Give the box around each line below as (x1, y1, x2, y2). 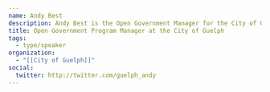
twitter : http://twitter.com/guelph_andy (15, 71, 157, 79)
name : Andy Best (8, 11, 63, 20)
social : (8, 64, 35, 72)
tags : (8, 34, 27, 42)
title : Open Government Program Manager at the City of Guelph (8, 26, 225, 34)
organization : (8, 49, 56, 57)
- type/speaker (15, 42, 67, 50)
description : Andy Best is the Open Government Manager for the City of (8, 19, 257, 27)
